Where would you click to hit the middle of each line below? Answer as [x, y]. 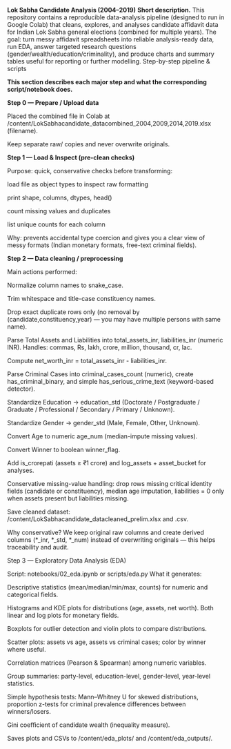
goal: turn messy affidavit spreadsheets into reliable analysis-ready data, [111, 39]
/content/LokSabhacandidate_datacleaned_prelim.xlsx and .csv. [98, 519]
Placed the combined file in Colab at [59, 116]
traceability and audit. [38, 547]
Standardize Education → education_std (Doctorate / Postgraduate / [103, 402]
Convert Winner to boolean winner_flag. [64, 449]
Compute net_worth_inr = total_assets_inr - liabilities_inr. [87, 361]
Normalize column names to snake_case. [66, 285]
